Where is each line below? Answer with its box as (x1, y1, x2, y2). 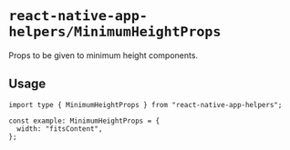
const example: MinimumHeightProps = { (8, 116, 161, 125)
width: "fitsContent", (16, 124, 103, 134)
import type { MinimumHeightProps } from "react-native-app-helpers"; (8, 100, 283, 109)
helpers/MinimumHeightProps (8, 24, 222, 41)
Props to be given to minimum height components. (8, 49, 198, 61)
